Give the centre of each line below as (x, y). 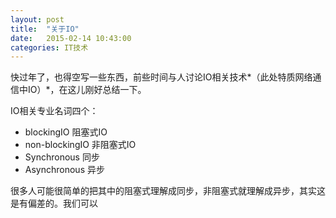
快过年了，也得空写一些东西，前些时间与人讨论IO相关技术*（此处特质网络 (161, 77)
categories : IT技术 (49, 47)
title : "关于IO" (45, 29)
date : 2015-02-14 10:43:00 (71, 38)
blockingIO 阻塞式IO (66, 132)
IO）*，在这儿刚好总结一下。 (87, 90)
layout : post (37, 19)
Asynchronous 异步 (64, 170)
